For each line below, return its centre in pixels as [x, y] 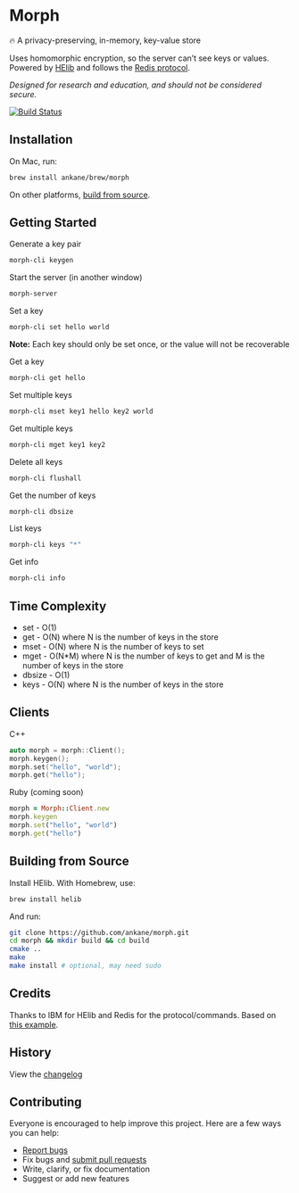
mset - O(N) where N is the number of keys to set [113, 646]
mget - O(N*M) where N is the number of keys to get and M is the [143, 656]
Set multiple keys [41, 394]
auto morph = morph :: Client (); [67, 750]
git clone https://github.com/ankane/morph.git [100, 932]
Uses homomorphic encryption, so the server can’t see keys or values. [139, 58]
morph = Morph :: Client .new [59, 808]
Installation [41, 140]
